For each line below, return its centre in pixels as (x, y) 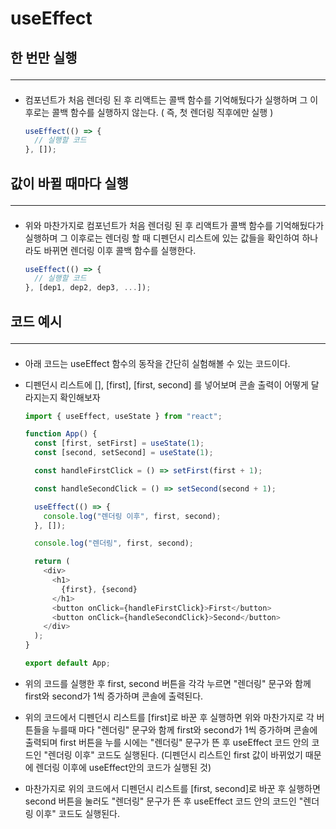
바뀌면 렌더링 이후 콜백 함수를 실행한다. (120, 250)
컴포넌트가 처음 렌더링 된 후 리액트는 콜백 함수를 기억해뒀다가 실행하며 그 (166, 99)
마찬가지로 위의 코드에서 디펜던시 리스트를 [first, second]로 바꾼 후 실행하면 (172, 788)
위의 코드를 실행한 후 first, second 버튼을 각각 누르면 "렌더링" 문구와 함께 (168, 683)
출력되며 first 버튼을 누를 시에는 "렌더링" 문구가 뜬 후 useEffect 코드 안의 (167, 742)
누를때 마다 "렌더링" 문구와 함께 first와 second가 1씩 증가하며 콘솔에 (184, 729)
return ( (52, 562)
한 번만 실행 (44, 57)
